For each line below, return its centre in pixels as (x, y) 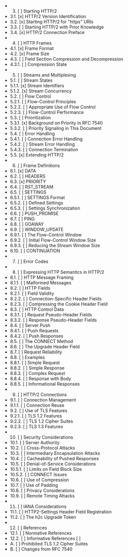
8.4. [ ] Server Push (30, 325)
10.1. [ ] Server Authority (35, 442)
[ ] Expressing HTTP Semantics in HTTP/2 (61, 272)
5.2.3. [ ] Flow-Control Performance (47, 112)
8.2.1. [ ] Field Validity (32, 293)
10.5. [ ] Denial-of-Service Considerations (53, 464)
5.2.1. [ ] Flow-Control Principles (43, 102)
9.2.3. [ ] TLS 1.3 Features (36, 426)
